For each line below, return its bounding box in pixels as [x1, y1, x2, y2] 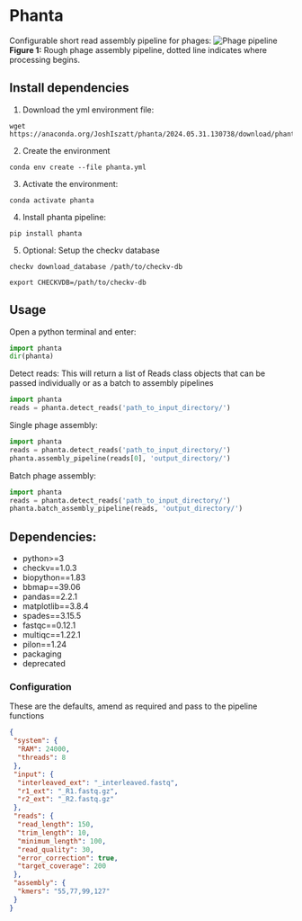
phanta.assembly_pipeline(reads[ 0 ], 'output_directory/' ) [9, 453, 231, 463]
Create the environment [22, 145, 111, 156]
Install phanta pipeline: [22, 211, 106, 222]
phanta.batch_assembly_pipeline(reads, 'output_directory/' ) [9, 505, 244, 514]
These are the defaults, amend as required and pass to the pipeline [9, 701, 258, 711]
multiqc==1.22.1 [22, 630, 81, 640]
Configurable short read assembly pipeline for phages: [9, 35, 212, 46]
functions [9, 711, 45, 721]
